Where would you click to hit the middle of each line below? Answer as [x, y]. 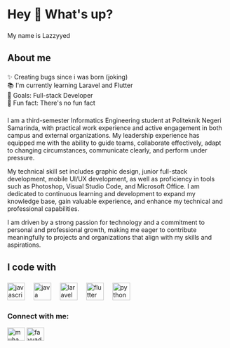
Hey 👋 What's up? [60, 14]
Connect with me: [38, 316]
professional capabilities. [43, 209]
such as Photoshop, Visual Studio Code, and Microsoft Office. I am [103, 186]
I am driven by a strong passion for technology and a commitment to [106, 223]
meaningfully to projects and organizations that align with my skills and [110, 238]
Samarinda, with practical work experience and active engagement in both [115, 128]
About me [29, 58]
